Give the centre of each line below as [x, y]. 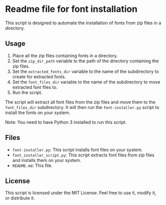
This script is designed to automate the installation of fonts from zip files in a [83, 23]
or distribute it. [20, 198]
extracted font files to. [35, 87]
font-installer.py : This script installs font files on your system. [77, 150]
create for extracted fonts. [39, 77]
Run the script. [27, 92]
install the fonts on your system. [38, 112]
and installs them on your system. [47, 160]
